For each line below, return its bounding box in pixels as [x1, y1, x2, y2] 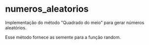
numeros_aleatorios [5, 3, 89, 15]
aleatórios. [5, 24, 27, 30]
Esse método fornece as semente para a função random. [5, 34, 121, 40]
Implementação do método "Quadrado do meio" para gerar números [5, 20, 145, 25]
